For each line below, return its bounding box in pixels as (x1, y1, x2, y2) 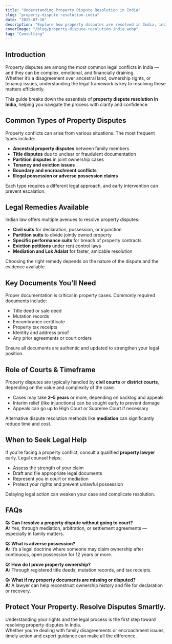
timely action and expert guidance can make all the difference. (5, 633, 137, 639)
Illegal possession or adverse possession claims (12, 173, 118, 179)
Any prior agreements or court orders (12, 335, 92, 341)
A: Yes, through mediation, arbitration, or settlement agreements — (5, 525, 147, 531)
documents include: (5, 298, 47, 304)
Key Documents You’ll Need (5, 279, 96, 287)
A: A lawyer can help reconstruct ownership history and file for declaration (5, 582, 163, 588)
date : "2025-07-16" (5, 17, 47, 22)
